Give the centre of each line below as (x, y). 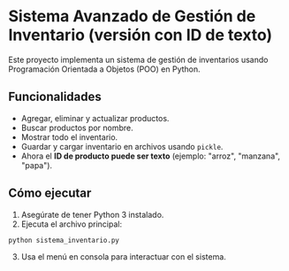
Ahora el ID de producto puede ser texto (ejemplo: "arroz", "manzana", (150, 156)
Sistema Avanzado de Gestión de (132, 16)
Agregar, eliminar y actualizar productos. (95, 118)
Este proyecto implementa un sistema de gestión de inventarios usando (138, 59)
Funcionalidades (55, 97)
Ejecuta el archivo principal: (72, 224)
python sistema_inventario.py (64, 240)
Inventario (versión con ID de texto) (141, 35)
